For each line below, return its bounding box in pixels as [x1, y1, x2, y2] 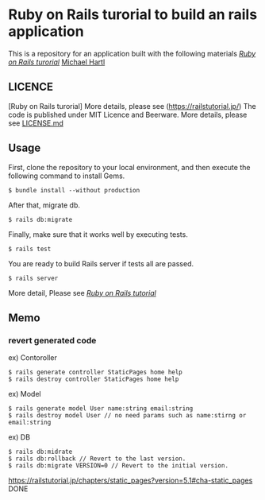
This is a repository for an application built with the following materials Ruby [8, 48, 256, 58]
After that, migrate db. [8, 200, 81, 210]
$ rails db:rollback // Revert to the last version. [8, 455, 186, 463]
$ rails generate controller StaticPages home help [8, 368, 182, 377]
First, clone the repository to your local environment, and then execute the [8, 162, 251, 172]
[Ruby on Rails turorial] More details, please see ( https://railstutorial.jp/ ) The [8, 101, 256, 110]
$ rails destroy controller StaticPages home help [8, 375, 179, 383]
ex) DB [8, 432, 30, 442]
